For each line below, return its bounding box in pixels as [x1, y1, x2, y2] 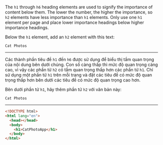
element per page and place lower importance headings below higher [5, 19, 145, 25]
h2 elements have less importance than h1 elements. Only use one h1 [5, 15, 142, 20]
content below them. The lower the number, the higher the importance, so [5, 9, 153, 15]
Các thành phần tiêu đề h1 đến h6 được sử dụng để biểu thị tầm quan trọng [5, 57, 154, 62]
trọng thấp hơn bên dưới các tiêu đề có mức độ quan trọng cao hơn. [5, 77, 141, 83]
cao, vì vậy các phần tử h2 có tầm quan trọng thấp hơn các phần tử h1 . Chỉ [5, 67, 154, 72]
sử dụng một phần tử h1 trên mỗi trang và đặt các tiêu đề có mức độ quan [5, 72, 152, 78]
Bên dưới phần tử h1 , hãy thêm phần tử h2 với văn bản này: [5, 87, 122, 92]
